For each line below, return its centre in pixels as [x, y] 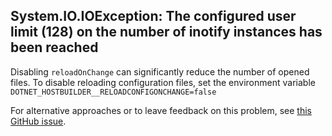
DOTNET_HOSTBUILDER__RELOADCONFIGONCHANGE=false [113, 92]
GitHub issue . [38, 121]
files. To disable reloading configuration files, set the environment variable [163, 82]
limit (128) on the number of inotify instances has [166, 32]
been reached [54, 47]
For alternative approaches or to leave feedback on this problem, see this [161, 110]
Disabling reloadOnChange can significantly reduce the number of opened [160, 71]
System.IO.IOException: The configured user [153, 16]
